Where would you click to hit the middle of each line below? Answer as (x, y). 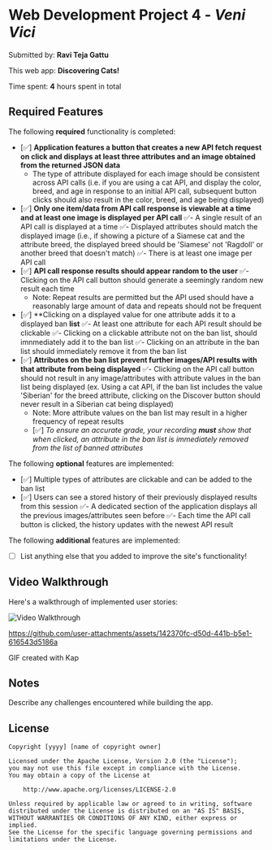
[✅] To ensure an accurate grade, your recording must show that (142, 429)
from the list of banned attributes (88, 447)
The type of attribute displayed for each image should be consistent (146, 173)
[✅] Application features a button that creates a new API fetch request (141, 147)
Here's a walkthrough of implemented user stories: (93, 602)
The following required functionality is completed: (92, 131)
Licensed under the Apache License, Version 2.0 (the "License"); (123, 761)
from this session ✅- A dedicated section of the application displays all (138, 506)
